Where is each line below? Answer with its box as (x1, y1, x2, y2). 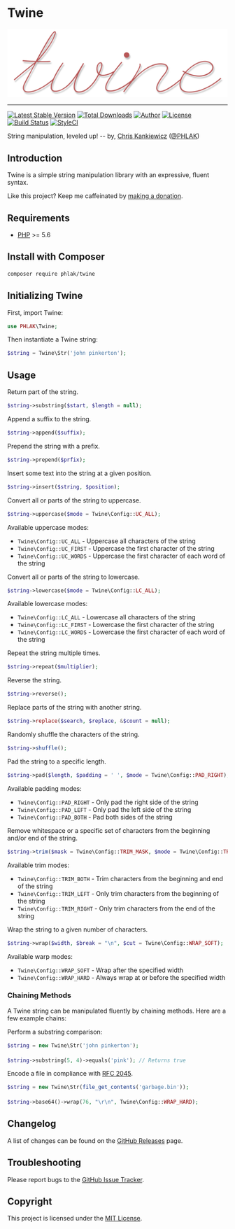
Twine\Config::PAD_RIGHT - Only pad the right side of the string (17, 798, 199, 806)
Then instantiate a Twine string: (7, 335, 98, 344)
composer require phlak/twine (7, 270, 96, 277)
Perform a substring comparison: (7, 1027, 103, 1036)
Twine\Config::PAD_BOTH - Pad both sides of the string (17, 813, 173, 821)
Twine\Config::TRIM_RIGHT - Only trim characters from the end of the (17, 904, 215, 913)
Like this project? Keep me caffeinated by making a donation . (7, 192, 183, 200)
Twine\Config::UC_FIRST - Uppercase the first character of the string (17, 544, 215, 552)
